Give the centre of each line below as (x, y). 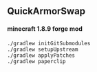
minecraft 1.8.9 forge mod (45, 28)
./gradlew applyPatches (41, 55)
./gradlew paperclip (37, 61)
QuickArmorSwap (46, 11)
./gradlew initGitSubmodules (49, 43)
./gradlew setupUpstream (43, 49)
